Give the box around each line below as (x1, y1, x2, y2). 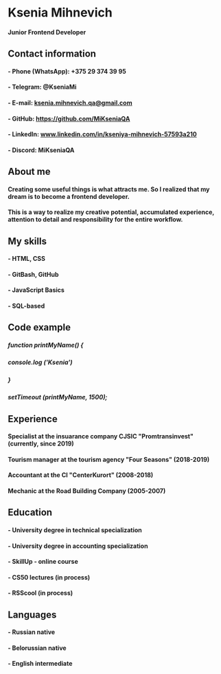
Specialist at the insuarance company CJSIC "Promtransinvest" (8, 432, 194, 441)
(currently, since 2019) (8, 439, 74, 448)
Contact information (8, 48, 97, 60)
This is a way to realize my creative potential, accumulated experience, (8, 208, 215, 216)
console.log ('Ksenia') (8, 358, 73, 366)
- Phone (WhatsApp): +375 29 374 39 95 (8, 67, 126, 75)
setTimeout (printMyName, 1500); (8, 393, 108, 401)
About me (8, 166, 51, 178)
